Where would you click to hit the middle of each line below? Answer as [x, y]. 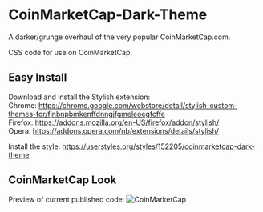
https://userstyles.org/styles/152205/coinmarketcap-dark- [158, 146]
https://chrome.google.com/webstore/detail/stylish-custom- [138, 105]
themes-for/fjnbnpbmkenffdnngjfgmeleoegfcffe [87, 114]
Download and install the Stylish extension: [79, 97]
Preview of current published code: [67, 199]
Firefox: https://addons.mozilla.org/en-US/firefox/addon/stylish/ [114, 122]
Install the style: [34, 146]
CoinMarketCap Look [63, 180]
